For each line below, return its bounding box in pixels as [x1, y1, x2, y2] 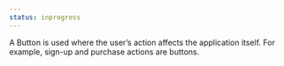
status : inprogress [9, 12, 81, 22]
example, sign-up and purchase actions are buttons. [9, 46, 200, 57]
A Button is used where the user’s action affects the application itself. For [9, 37, 276, 48]
